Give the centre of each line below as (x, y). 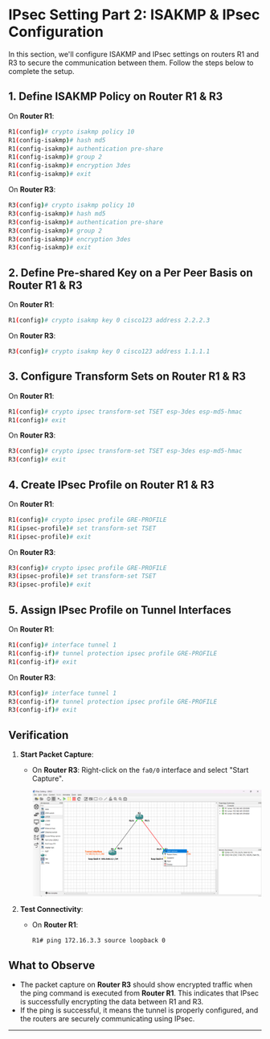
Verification (39, 735)
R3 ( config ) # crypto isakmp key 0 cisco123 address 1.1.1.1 (109, 351)
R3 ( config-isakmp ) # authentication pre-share (86, 222)
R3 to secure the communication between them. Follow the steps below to (131, 63)
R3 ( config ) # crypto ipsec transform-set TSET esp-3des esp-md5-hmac (125, 451)
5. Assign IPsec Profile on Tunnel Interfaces (120, 610)
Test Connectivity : (51, 909)
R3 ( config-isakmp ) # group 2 (55, 231)
